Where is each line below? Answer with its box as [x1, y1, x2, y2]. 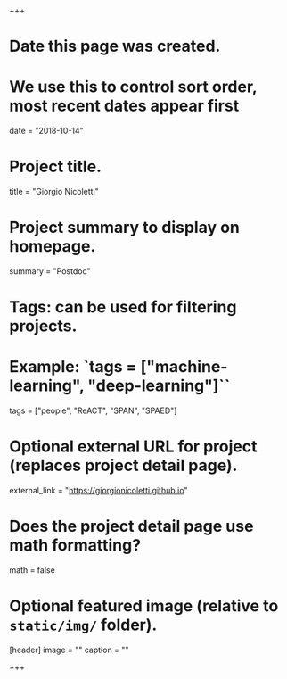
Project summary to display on [9, 218, 241, 237]
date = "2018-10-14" [9, 126, 85, 137]
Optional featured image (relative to [9, 596, 279, 617]
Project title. [9, 157, 102, 177]
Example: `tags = [9, 357, 137, 377]
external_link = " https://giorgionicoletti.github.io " [9, 485, 188, 496]
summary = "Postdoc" [9, 266, 91, 277]
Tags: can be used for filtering [9, 297, 237, 318]
